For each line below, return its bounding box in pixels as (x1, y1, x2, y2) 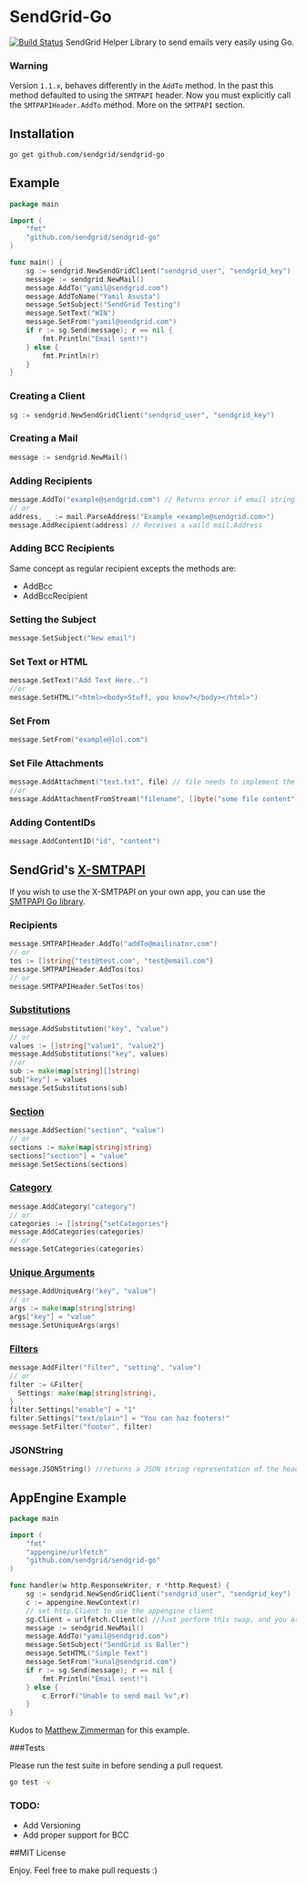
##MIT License (9, 1848, 66, 1859)
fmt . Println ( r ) (42, 351, 100, 360)
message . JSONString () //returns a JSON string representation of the (9, 1464, 280, 1474)
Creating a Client (9, 390, 86, 402)
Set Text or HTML (9, 655, 88, 668)
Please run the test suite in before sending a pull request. (9, 1760, 224, 1771)
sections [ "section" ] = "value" (9, 1151, 128, 1161)
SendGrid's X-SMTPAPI (9, 862, 146, 878)
